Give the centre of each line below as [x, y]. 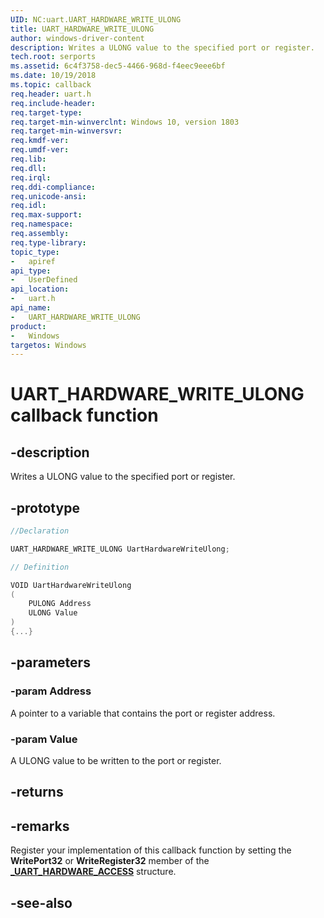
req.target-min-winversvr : [66, 131]
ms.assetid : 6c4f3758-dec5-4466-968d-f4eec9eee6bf [118, 66]
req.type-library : [48, 242]
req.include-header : [53, 103]
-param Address [51, 691]
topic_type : [35, 252]
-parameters [50, 662]
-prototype [45, 507]
